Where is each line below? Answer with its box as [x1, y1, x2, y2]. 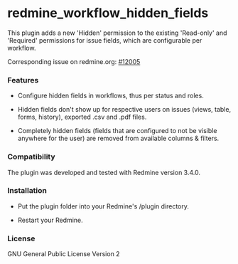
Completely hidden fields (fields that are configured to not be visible [17, 127, 217, 135]
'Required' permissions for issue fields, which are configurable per [7, 36, 202, 44]
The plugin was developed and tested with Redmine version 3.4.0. [7, 168, 201, 176]
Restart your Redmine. [17, 216, 83, 224]
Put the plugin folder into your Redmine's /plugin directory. [17, 201, 190, 211]
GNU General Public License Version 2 [7, 250, 120, 258]
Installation [7, 186, 48, 196]
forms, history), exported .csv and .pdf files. [17, 112, 147, 122]
